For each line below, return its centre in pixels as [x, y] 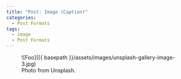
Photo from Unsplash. [48, 70]
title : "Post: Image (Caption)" [47, 12]
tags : [13, 29]
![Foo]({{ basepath [44, 57]
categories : [21, 18]
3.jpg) [29, 64]
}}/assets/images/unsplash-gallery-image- [122, 57]
